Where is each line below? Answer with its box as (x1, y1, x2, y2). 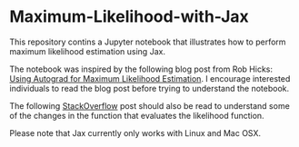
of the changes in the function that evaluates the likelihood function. (9, 110, 265, 121)
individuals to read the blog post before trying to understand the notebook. (9, 83, 289, 93)
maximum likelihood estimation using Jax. (9, 45, 166, 56)
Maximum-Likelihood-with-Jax (9, 6, 250, 27)
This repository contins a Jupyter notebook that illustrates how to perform (9, 36, 286, 47)
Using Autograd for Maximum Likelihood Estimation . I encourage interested (9, 73, 291, 83)
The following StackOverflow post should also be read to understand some (9, 100, 291, 111)
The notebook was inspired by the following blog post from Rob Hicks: (9, 64, 274, 74)
